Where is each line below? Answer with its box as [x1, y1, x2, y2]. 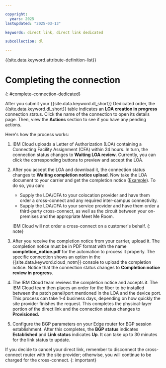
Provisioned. [12, 311, 40, 317]
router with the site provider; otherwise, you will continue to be [23, 352, 152, 358]
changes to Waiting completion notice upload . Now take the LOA [12, 172, 148, 178]
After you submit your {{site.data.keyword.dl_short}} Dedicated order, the [5, 101, 156, 107]
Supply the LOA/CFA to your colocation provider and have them [19, 192, 150, 198]
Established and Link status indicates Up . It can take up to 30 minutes [12, 332, 158, 338]
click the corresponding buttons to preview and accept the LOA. [12, 157, 144, 163]
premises [19, 213, 39, 219]
